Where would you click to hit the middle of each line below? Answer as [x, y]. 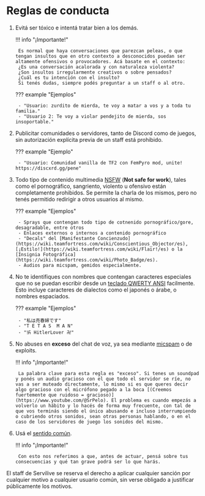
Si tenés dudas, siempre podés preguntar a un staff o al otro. [102, 83]
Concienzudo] [114, 238]
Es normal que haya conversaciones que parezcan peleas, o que [100, 51]
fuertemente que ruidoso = [50, 395]
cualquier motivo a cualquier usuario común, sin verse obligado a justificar [100, 479]
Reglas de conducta [58, 11]
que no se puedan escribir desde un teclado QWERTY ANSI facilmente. [105, 283]
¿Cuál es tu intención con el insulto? [69, 77]
